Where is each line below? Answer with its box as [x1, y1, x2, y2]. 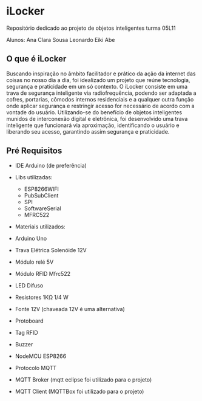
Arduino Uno [15, 235, 47, 242]
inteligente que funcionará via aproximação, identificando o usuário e [6, 122, 180, 129]
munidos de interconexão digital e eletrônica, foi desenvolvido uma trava [6, 115, 188, 122]
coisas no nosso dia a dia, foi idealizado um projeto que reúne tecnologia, [6, 76, 190, 83]
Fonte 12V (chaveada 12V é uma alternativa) [15, 305, 126, 312]
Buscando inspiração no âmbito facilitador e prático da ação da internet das [6, 70, 196, 77]
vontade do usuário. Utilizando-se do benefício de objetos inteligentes [6, 108, 183, 116]
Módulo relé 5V [15, 258, 54, 266]
